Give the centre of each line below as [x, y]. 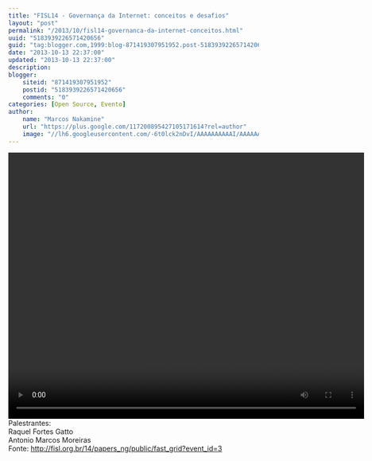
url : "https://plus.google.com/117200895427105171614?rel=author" [135, 127]
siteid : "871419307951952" [67, 82]
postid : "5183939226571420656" [74, 90]
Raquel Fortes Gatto [41, 432]
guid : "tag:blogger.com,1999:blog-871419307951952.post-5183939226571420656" [140, 45]
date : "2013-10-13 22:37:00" [56, 53]
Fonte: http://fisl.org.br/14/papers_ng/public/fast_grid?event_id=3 [115, 448]
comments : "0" [46, 97]
